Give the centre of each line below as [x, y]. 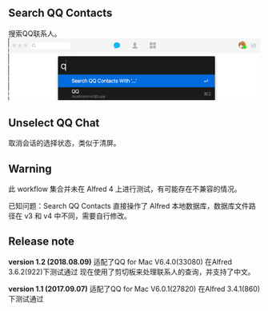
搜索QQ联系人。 [35, 33]
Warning [30, 168]
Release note [41, 242]
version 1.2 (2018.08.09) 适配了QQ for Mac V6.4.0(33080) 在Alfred [120, 261]
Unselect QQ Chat [54, 123]
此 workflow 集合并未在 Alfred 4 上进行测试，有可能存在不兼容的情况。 [125, 189]
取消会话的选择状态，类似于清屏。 [64, 143]
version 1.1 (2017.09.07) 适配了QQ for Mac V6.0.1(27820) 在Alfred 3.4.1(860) [134, 289]
